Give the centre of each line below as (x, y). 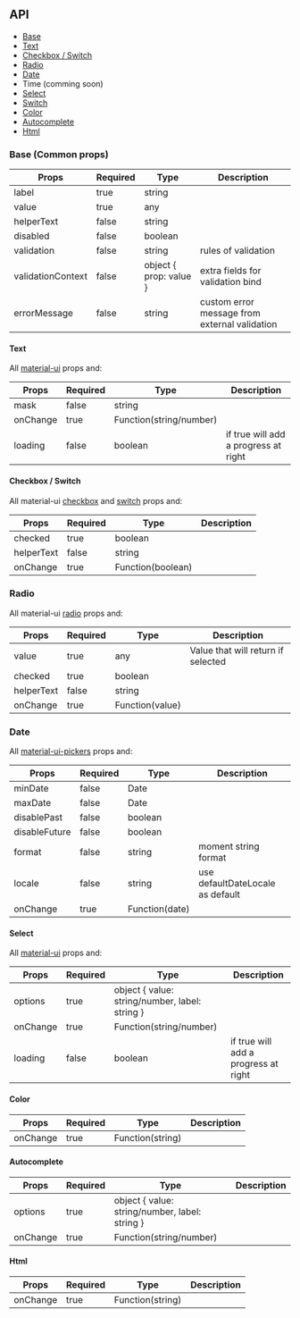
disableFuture (42, 832)
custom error (227, 302)
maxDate (33, 803)
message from (230, 314)
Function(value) (148, 705)
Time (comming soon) (63, 83)
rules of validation (237, 251)
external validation (238, 324)
